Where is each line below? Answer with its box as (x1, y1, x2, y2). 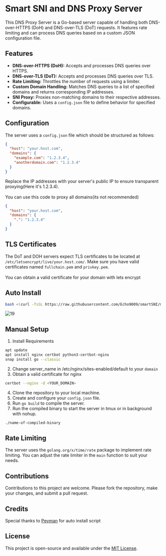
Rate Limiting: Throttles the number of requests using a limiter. (12, 78, 141, 84)
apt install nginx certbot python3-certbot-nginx (5, 352, 110, 358)
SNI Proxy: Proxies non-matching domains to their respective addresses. (12, 94, 161, 100)
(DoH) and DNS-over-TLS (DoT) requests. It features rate (31, 24, 147, 30)
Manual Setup (5, 325, 49, 333)
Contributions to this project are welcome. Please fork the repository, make (5, 485, 158, 491)
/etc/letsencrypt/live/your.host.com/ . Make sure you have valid (5, 258, 139, 265)
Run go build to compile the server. (12, 400, 85, 406)
